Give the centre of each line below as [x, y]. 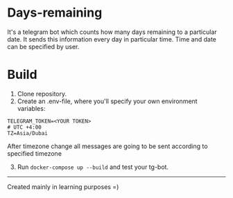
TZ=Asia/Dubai [28, 133]
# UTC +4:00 [24, 127]
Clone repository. [42, 93]
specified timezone [35, 153]
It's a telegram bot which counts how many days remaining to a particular [112, 32]
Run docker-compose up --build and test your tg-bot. [93, 167]
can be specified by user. [43, 46]
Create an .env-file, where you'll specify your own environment [107, 101]
